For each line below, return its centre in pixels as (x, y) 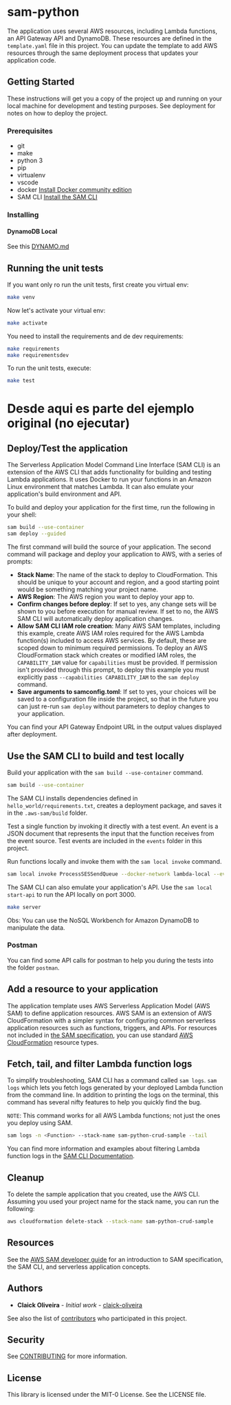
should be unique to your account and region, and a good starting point (118, 582)
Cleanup (26, 1178)
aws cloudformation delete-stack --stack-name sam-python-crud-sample (110, 1221)
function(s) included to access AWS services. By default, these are (112, 641)
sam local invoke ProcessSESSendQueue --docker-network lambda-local (109, 874)
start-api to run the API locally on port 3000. (71, 894)
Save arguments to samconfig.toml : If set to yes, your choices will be (117, 692)
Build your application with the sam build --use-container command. (105, 772)
